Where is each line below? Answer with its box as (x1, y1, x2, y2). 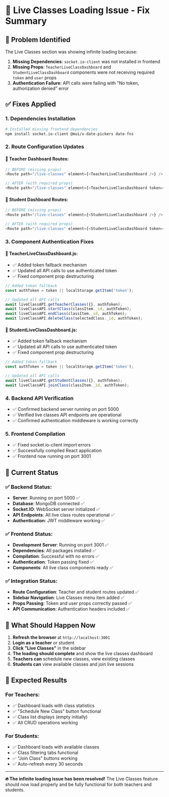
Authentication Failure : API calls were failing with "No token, (12, 80, 139, 86)
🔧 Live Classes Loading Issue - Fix (5, 5, 150, 16)
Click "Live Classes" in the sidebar (12, 645, 87, 651)
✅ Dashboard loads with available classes (12, 744, 100, 750)
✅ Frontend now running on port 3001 (12, 453, 92, 459)
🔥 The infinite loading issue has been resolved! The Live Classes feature (5, 776, 158, 782)
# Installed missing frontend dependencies (5, 126, 98, 132)
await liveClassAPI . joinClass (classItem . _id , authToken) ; (5, 382, 129, 388)
